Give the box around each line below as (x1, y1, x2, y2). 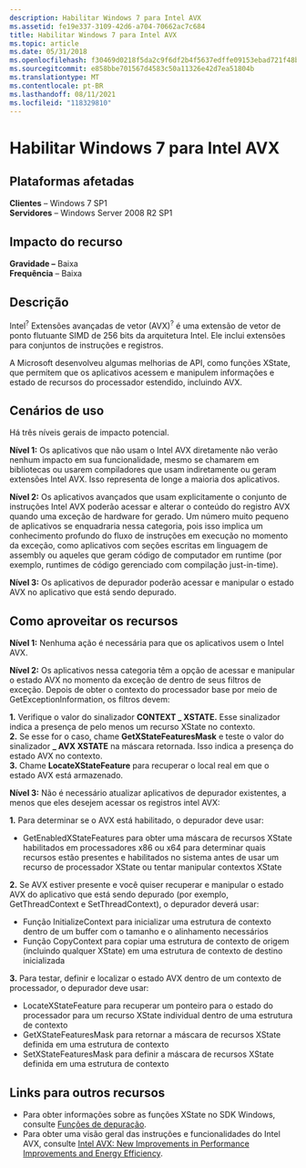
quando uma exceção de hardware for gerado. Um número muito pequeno (9, 511, 290, 522)
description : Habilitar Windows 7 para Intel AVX (9, 13, 202, 23)
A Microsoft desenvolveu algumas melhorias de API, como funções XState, (9, 357, 291, 368)
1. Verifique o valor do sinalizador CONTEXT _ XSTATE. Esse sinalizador (9, 712, 280, 723)
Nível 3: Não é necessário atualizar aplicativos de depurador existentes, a (9, 787, 287, 798)
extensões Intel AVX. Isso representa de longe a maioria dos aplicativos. (9, 474, 280, 485)
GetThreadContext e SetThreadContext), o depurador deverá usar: (9, 899, 260, 910)
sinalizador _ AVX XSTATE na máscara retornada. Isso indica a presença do (9, 741, 294, 752)
